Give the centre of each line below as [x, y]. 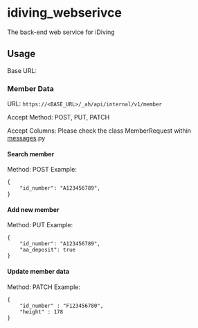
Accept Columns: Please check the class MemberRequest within [99, 131]
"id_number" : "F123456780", [62, 306]
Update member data [38, 272]
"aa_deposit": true [48, 250]
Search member [31, 154]
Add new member [33, 209]
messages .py [26, 138]
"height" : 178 [42, 312]
